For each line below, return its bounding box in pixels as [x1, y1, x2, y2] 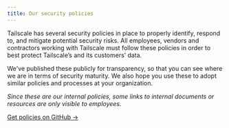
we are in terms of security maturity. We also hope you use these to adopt [7, 72, 217, 80]
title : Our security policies [7, 10, 94, 17]
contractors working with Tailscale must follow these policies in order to [7, 43, 211, 52]
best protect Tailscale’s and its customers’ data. [7, 51, 142, 59]
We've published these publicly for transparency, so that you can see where [7, 64, 223, 72]
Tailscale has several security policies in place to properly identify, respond [7, 29, 221, 37]
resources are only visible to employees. [7, 99, 122, 107]
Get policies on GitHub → [7, 113, 79, 121]
